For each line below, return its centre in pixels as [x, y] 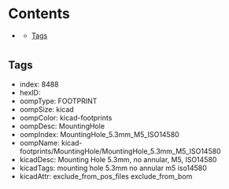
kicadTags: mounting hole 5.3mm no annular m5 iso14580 [113, 168]
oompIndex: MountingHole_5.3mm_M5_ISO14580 [99, 134]
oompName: [40, 143]
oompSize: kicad [47, 109]
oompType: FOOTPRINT [58, 101]
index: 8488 [39, 84]
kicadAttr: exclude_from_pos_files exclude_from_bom [106, 176]
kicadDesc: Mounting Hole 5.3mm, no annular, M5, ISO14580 [118, 159]
